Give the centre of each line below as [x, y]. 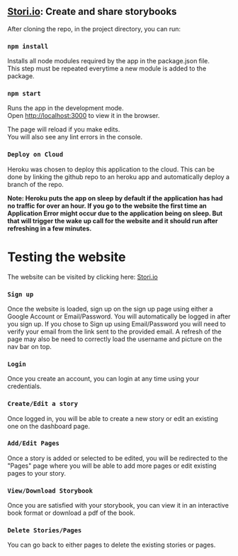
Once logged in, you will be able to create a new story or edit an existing [113, 418]
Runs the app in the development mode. [66, 108]
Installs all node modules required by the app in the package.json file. [109, 61]
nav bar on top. [29, 346]
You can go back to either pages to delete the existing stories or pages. [112, 545]
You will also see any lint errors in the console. [75, 137]
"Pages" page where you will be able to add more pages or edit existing [112, 466]
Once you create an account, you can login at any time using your [103, 379]
